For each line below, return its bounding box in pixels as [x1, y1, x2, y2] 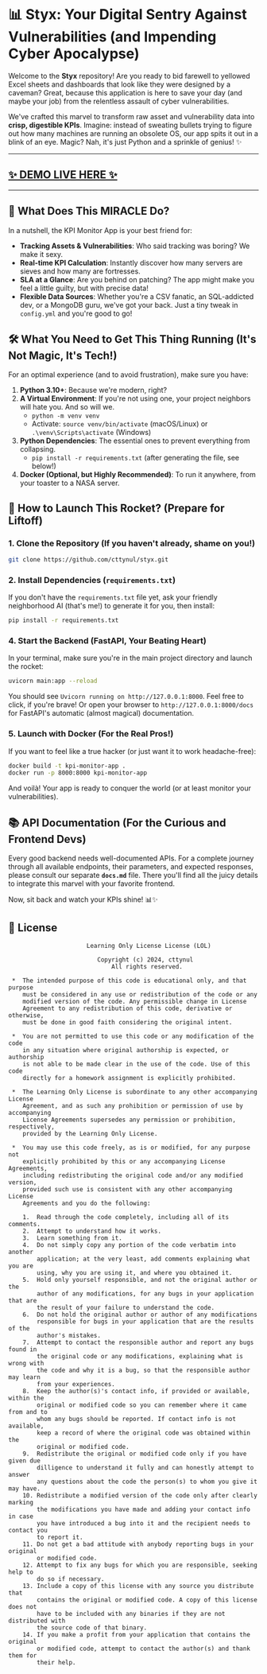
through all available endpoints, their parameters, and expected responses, [8, 862, 254, 872]
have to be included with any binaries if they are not [37, 1610, 226, 1618]
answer [8, 1470, 30, 1478]
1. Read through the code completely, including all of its [22, 1213, 229, 1221]
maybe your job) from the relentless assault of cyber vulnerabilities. [8, 96, 230, 106]
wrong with [8, 1359, 44, 1367]
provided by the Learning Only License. [22, 1129, 158, 1137]
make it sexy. [19, 249, 64, 258]
